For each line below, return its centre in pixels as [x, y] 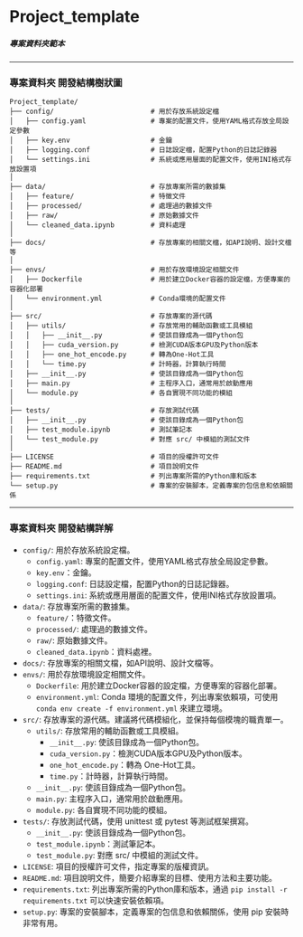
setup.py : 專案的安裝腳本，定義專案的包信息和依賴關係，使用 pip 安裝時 [156, 912]
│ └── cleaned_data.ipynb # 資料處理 [98, 225]
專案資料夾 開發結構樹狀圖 [66, 83]
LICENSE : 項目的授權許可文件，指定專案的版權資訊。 [118, 866]
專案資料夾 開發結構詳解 [61, 528]
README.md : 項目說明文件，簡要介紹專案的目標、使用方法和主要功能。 [150, 877]
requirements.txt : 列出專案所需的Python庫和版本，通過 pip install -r [155, 889]
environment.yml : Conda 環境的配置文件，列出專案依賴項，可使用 [157, 696]
